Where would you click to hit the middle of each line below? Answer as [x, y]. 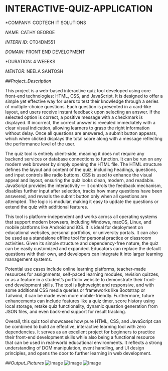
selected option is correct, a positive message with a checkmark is [74, 117]
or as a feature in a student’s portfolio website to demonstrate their [74, 279]
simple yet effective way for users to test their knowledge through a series [82, 101]
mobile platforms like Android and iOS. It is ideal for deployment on [74, 227]
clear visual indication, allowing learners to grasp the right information [77, 128]
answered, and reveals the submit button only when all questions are [76, 196]
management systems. [29, 259]
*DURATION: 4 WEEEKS [30, 61]
